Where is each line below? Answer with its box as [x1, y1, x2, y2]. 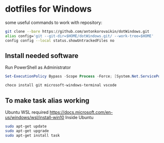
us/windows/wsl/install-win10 [5, 114, 64, 120]
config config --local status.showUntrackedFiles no [5, 38, 115, 43]
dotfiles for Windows [5, 3, 92, 15]
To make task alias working [5, 96, 89, 104]
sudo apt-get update [5, 123, 47, 129]
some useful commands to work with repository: [5, 20, 102, 25]
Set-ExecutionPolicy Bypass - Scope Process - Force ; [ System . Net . [5, 74, 141, 79]
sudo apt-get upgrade [5, 128, 49, 133]
